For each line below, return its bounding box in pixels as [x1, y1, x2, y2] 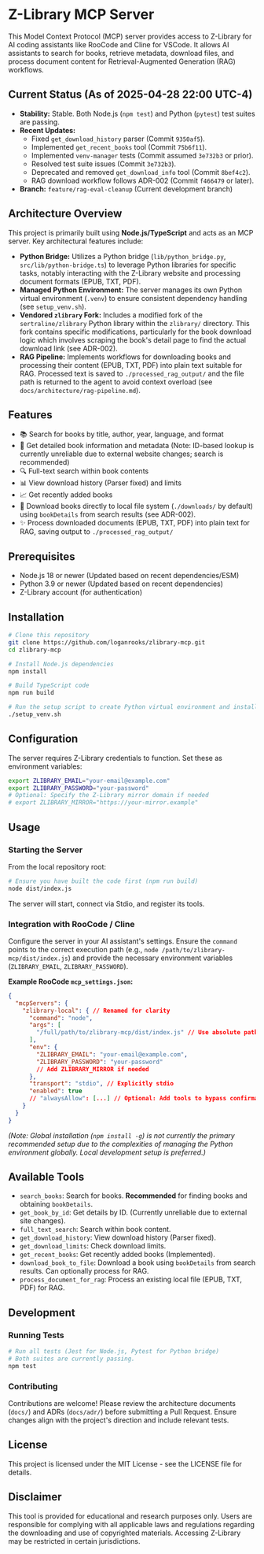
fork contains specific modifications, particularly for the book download [19, 327, 251, 336]
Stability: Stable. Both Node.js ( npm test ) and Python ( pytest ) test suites [19, 109, 255, 118]
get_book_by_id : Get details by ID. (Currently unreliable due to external [19, 1207, 247, 1218]
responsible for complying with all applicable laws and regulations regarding [8, 1519, 255, 1529]
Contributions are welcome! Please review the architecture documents [8, 1399, 236, 1408]
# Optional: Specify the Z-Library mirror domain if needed [8, 792, 210, 799]
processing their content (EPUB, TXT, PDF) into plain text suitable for [19, 360, 243, 369]
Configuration [8, 732, 79, 746]
